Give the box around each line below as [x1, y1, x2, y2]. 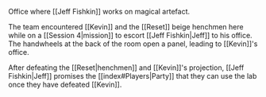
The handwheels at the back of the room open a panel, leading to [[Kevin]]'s [8, 39, 258, 48]
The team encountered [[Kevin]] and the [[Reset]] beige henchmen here [8, 22, 244, 31]
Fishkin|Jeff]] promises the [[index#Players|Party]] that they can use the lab [8, 72, 257, 80]
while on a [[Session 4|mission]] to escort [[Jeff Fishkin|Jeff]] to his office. [8, 31, 253, 40]
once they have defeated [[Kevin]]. [8, 80, 122, 89]
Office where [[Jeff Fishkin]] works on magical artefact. [8, 7, 191, 16]
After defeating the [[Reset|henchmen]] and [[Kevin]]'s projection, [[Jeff [8, 63, 245, 72]
